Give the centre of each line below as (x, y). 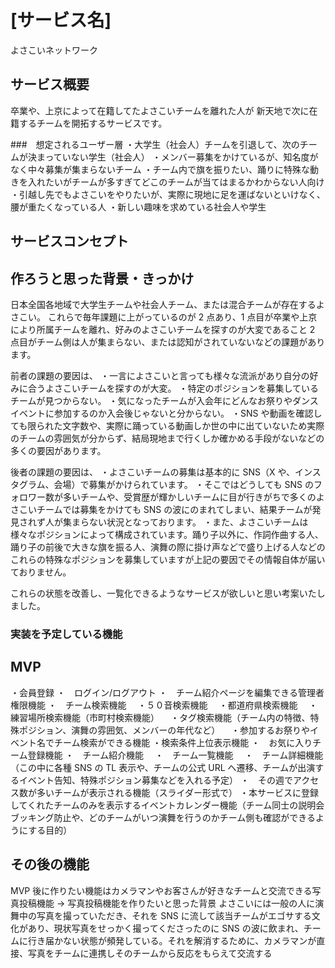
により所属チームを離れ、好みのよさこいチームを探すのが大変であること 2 (163, 329)
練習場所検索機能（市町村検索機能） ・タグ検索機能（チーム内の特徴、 (160, 717)
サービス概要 (50, 84)
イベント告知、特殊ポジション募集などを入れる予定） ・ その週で (155, 780)
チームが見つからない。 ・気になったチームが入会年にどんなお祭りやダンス (164, 400)
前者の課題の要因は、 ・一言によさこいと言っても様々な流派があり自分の (160, 375)
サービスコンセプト (69, 241)
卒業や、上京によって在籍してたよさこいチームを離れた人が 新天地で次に (160, 110)
